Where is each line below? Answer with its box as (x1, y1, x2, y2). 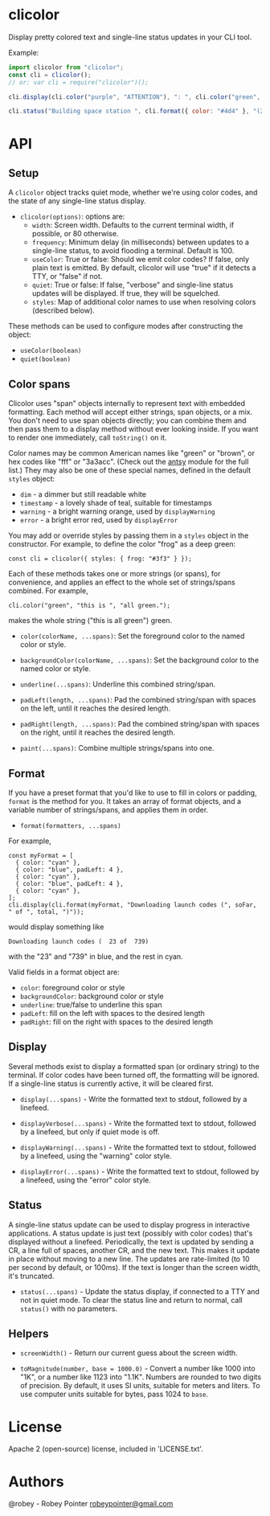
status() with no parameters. (19, 1304, 118, 1313)
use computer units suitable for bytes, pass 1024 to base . (19, 1389, 209, 1399)
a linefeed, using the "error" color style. (19, 1175, 151, 1185)
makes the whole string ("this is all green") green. (8, 616, 173, 625)
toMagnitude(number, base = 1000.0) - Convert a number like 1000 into (19, 1364, 256, 1374)
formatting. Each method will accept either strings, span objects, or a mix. (8, 408, 253, 417)
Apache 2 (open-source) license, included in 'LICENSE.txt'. (8, 1444, 203, 1454)
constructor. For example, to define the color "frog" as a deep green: (8, 539, 236, 549)
